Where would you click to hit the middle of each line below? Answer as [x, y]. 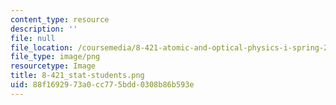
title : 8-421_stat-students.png [77, 76]
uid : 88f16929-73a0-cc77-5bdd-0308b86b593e [102, 85]
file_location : [42, 47]
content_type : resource [60, 19]
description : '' [44, 29]
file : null [33, 38]
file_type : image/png [55, 57]
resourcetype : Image [53, 66]
